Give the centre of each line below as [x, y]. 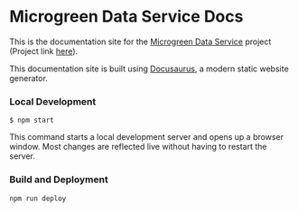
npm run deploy [38, 198]
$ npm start [32, 120]
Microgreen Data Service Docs [126, 17]
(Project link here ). [44, 51]
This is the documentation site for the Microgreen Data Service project [140, 41]
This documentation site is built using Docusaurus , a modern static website [149, 69]
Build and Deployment [59, 180]
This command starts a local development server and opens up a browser [147, 137]
